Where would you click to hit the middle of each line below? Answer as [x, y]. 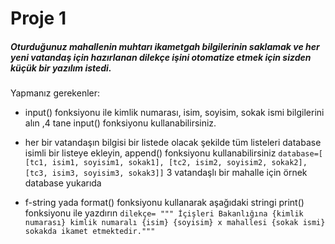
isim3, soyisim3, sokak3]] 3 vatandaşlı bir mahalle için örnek [179, 173]
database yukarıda [63, 183]
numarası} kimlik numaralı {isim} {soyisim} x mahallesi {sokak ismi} [175, 223]
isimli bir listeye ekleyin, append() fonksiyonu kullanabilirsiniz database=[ [173, 153]
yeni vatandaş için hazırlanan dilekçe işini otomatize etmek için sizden [161, 57]
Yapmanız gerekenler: [55, 93]
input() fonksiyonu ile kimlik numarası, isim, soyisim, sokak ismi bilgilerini [174, 113]
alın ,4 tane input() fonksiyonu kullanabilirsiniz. [120, 123]
